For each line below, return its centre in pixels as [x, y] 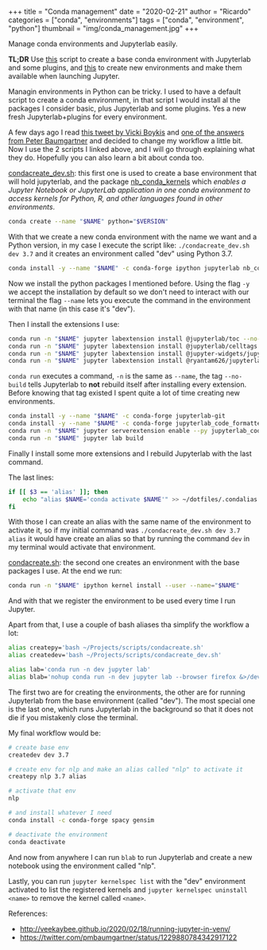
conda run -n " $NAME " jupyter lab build [76, 438]
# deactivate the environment [58, 835]
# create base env [39, 747]
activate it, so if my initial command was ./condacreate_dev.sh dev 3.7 [124, 530]
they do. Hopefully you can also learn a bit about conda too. [106, 158]
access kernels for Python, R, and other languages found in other [116, 199]
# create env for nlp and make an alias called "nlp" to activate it [126, 769]
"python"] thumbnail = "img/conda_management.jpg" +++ [103, 28]
